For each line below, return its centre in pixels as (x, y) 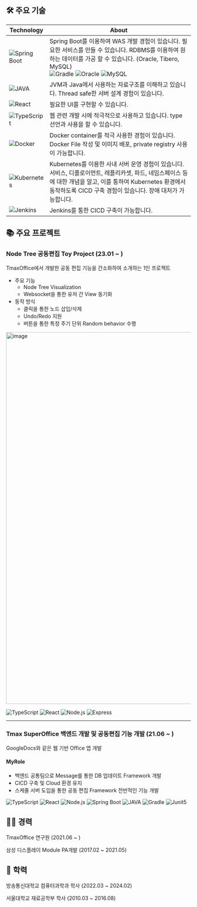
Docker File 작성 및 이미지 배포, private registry (113, 144)
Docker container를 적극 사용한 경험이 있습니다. (112, 135)
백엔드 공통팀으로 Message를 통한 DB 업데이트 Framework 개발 (88, 775)
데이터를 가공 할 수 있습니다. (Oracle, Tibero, (121, 59)
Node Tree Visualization (52, 287)
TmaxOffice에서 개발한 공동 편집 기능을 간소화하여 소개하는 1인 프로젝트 (89, 268)
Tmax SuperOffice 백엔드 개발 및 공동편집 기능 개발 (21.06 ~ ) (90, 734)
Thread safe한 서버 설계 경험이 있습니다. (111, 93)
